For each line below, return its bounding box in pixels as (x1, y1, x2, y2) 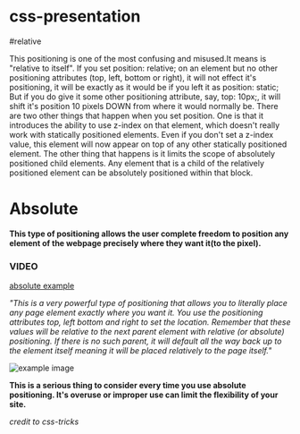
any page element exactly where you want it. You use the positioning (9, 307, 263, 319)
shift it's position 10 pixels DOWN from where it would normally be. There (9, 100, 279, 111)
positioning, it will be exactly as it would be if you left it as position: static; (9, 81, 279, 92)
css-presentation (9, 6, 141, 27)
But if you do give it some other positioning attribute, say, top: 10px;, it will (9, 91, 281, 102)
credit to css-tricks (9, 416, 79, 427)
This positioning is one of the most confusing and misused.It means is (9, 53, 267, 64)
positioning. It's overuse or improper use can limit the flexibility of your (9, 389, 279, 400)
